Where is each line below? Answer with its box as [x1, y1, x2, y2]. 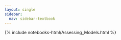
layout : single [4, 7, 36, 12]
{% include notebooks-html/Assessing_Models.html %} [4, 30, 117, 36]
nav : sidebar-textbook [9, 16, 55, 21]
